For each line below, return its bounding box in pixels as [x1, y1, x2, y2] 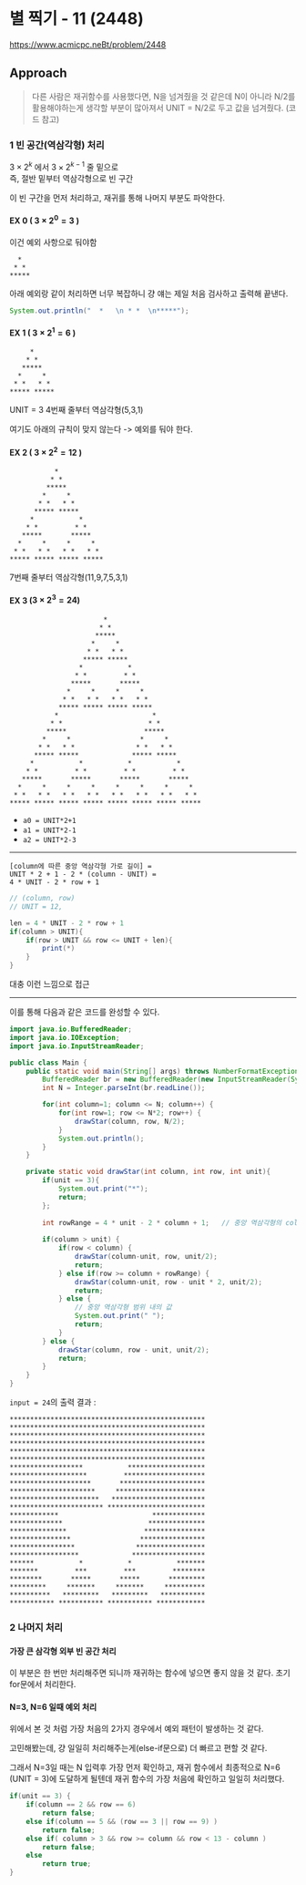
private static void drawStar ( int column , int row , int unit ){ [25, 1168, 271, 1177]
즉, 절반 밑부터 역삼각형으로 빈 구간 [9, 172, 134, 183]
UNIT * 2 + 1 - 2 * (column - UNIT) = [9, 870, 157, 880]
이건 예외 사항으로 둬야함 [9, 236, 97, 247]
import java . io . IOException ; [9, 1033, 120, 1042]
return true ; [42, 1859, 92, 1869]
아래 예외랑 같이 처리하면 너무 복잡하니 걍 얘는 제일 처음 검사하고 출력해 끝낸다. [9, 288, 289, 299]
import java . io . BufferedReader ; [9, 1025, 132, 1035]
